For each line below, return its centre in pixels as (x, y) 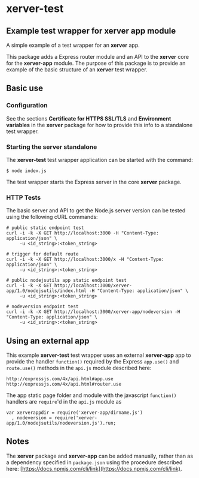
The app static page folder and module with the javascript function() (91, 395)
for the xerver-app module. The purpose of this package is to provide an (96, 63)
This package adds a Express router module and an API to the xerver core (98, 57)
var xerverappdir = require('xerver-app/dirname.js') (75, 413)
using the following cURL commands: (52, 217)
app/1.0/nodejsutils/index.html (46, 291)
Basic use (25, 88)
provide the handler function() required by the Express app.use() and (93, 362)
